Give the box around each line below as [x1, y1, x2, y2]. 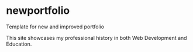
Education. [6, 40, 32, 47]
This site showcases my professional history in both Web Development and [6, 34, 187, 41]
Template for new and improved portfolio [6, 23, 105, 30]
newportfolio [6, 4, 70, 17]
